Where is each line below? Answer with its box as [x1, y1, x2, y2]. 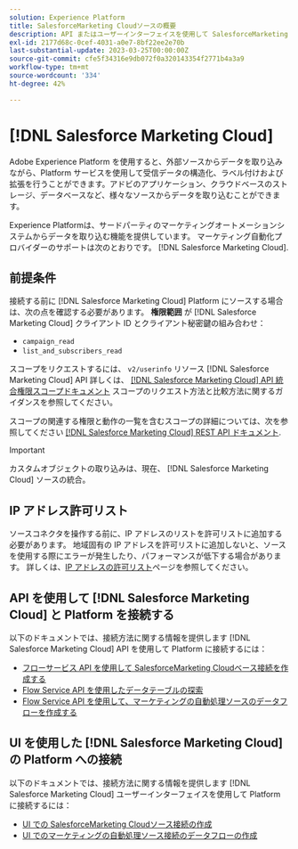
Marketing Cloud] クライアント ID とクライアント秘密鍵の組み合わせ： [9, 318, 266, 329]
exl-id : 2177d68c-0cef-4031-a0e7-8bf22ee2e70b [9, 37, 185, 47]
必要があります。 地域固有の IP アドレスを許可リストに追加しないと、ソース [9, 540, 286, 551]
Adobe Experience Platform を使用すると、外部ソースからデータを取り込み [9, 156, 283, 167]
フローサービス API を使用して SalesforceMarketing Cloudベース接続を [21, 663, 281, 673]
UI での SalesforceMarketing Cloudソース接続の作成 [21, 819, 213, 829]
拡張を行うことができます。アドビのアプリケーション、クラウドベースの [9, 178, 273, 189]
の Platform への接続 [9, 752, 123, 767]
